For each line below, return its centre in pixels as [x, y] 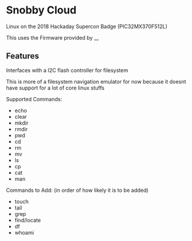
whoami [24, 232]
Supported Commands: [34, 99]
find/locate [28, 220]
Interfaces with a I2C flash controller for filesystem [67, 70]
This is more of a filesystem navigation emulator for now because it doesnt [96, 81]
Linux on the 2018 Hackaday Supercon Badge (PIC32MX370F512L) [87, 26]
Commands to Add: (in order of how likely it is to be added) [77, 190]
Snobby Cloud [41, 10]
